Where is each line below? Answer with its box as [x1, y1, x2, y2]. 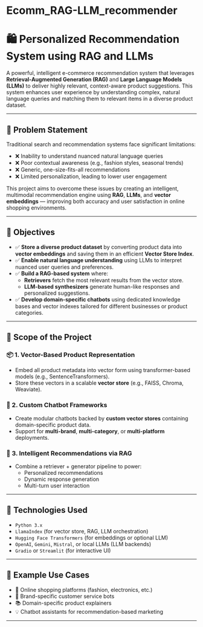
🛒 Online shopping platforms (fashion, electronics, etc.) [14, 586, 153, 593]
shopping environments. [6, 204, 67, 211]
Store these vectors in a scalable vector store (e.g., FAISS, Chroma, [14, 379, 184, 387]
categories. [14, 309, 43, 316]
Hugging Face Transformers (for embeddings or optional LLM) [14, 534, 169, 541]
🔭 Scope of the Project [6, 332, 92, 342]
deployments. [14, 434, 50, 441]
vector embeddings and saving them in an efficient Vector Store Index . [14, 250, 195, 257]
